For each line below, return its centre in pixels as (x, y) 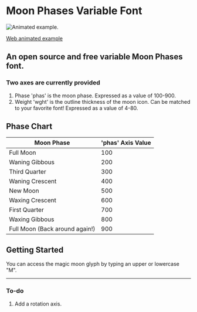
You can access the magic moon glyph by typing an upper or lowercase (93, 264)
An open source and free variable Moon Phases (94, 57)
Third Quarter (28, 172)
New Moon (24, 191)
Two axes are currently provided (53, 83)
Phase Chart (29, 126)
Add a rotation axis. (38, 304)
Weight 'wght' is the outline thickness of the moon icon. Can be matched (102, 101)
